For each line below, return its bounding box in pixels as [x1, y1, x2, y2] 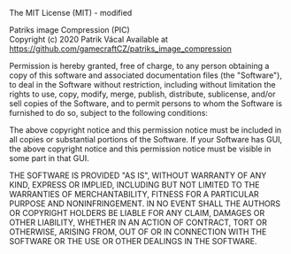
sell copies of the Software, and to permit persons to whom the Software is [9, 98, 283, 109]
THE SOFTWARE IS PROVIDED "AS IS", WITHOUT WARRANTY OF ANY [9, 170, 267, 181]
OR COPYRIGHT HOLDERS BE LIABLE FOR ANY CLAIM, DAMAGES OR [9, 208, 265, 218]
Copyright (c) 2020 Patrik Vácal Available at [9, 35, 168, 44]
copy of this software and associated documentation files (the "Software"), [9, 70, 283, 81]
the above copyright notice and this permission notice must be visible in [9, 143, 272, 154]
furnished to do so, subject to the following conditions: [9, 108, 208, 118]
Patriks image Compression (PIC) [9, 25, 130, 35]
